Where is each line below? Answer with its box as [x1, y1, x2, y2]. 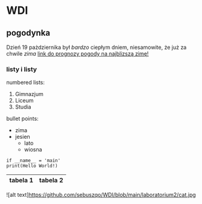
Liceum [15, 97, 34, 104]
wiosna [24, 146, 42, 153]
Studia [15, 103, 31, 110]
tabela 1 [9, 176, 34, 185]
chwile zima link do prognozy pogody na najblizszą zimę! [6, 50, 149, 57]
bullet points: [6, 115, 39, 123]
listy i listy [6, 65, 37, 73]
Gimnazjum [15, 91, 44, 98]
